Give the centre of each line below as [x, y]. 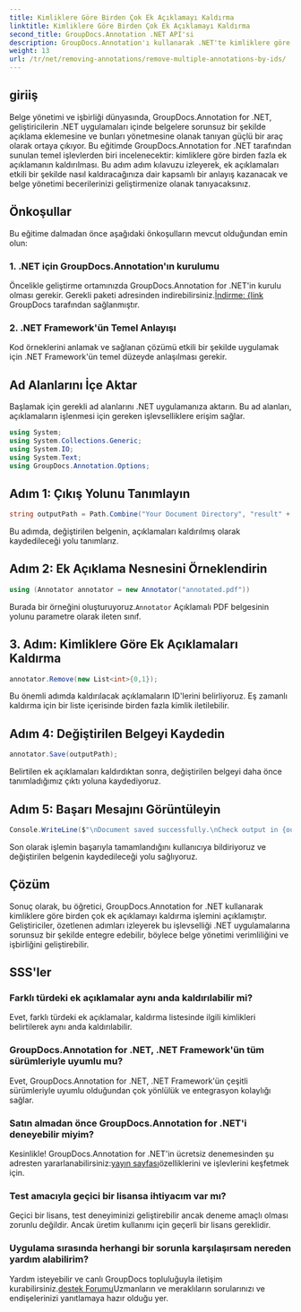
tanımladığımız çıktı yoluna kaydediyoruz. [85, 781]
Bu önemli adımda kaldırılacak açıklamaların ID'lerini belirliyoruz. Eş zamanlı [149, 696]
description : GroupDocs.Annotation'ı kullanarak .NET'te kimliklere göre [150, 43]
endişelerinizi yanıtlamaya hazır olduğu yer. [89, 1298]
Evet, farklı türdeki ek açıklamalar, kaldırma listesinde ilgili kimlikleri [133, 1017]
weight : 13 [30, 51]
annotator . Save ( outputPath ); [64, 755]
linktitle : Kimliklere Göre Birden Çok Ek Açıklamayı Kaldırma [130, 26]
